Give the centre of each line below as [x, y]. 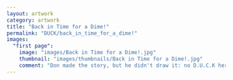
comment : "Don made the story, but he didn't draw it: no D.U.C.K [117, 65]
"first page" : [33, 46]
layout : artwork [30, 14]
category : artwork [33, 20]
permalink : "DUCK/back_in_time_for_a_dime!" [72, 33]
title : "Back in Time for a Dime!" [58, 26]
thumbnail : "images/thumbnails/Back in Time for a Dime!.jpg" [111, 59]
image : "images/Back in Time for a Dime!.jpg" [88, 53]
